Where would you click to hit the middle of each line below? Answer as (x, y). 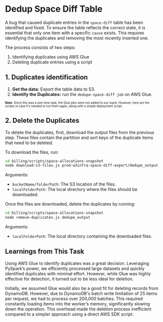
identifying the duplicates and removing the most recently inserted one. (77, 38)
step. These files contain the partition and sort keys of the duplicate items (79, 137)
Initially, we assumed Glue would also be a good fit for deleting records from (82, 288)
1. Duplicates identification (46, 77)
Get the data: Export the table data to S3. (54, 89)
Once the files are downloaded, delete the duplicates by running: (70, 204)
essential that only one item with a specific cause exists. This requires (75, 33)
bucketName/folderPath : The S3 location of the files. (64, 184)
